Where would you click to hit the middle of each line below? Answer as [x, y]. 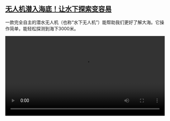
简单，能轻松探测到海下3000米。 [44, 28]
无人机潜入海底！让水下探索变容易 [58, 9]
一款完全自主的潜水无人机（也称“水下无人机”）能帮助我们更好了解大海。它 [83, 22]
